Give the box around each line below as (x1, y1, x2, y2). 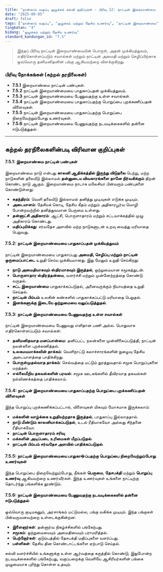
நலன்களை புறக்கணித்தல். (12, 343, 60, 349)
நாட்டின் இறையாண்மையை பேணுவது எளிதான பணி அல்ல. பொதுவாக (5, 322, 135, 328)
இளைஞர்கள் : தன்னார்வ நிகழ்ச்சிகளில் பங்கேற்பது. (12, 524, 103, 530)
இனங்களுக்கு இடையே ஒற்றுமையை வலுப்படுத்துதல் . (12, 299, 107, 305)
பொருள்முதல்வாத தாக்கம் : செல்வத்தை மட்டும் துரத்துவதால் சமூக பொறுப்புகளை (12, 359, 158, 366)
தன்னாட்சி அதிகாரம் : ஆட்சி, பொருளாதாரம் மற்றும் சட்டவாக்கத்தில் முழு (12, 213, 144, 218)
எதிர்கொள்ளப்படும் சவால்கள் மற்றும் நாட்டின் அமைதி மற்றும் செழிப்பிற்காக (16, 53, 156, 59)
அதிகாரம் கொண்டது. (12, 218, 52, 224)
